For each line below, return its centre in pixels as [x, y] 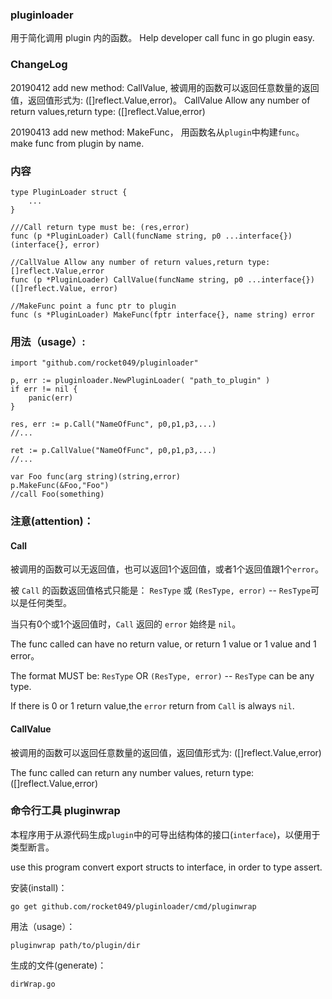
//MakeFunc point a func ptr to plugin [93, 306]
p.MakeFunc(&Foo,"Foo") [60, 486]
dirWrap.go [33, 984]
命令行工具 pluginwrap [65, 811]
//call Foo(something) [57, 494]
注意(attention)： [52, 521]
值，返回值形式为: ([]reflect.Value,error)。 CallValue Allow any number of [160, 100]
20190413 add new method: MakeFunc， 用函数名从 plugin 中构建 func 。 [157, 132]
